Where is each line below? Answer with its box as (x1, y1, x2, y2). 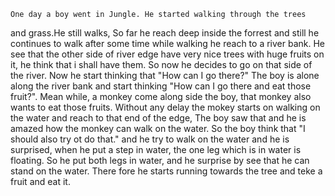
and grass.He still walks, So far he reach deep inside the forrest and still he (10, 27, 320, 39)
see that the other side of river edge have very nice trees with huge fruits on (10, 48, 325, 60)
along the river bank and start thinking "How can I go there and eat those (10, 80, 312, 92)
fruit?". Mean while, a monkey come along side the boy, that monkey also (10, 91, 312, 102)
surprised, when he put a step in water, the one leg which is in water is (10, 144, 302, 155)
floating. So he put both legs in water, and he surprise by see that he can (10, 155, 310, 166)
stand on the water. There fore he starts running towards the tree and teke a (10, 165, 323, 177)
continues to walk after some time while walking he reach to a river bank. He (10, 38, 326, 49)
